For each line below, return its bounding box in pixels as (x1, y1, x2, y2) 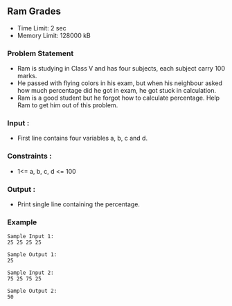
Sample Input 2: (7, 269, 54, 276)
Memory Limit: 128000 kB (17, 31, 91, 39)
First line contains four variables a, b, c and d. (17, 134, 148, 143)
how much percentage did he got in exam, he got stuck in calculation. (17, 87, 217, 95)
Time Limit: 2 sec (17, 24, 67, 32)
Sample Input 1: (7, 233, 54, 240)
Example (7, 217, 37, 227)
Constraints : (7, 152, 52, 161)
